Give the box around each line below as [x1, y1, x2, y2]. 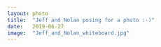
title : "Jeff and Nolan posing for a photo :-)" [7, 17, 155, 23]
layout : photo [7, 10, 49, 17]
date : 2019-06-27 [7, 23, 64, 30]
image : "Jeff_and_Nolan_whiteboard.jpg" [7, 29, 130, 37]
